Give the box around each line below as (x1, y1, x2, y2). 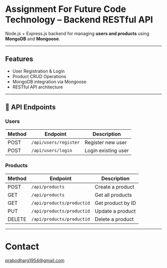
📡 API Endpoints (5, 103, 56, 111)
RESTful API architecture (12, 84, 63, 90)
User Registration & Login (12, 68, 65, 74)
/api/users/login (31, 148, 73, 154)
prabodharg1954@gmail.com (5, 257, 65, 263)
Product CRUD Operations (12, 73, 66, 79)
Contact (5, 241, 39, 252)
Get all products (94, 191, 132, 198)
